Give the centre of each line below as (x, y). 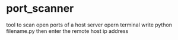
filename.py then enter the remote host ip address (67, 31)
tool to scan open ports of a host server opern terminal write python (89, 25)
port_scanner (40, 9)
